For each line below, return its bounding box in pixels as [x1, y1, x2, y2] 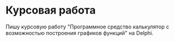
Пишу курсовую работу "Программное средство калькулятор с [5, 23, 170, 30]
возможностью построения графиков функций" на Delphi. [5, 29, 153, 36]
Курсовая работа [5, 4, 96, 17]
